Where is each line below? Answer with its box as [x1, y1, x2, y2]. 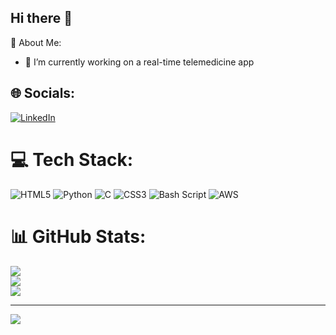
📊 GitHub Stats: [10, 225, 147, 248]
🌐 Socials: [10, 85, 76, 102]
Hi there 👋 [10, 10, 73, 27]
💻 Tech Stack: [10, 148, 134, 171]
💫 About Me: [10, 36, 62, 48]
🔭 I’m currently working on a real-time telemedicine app [24, 56, 255, 68]
